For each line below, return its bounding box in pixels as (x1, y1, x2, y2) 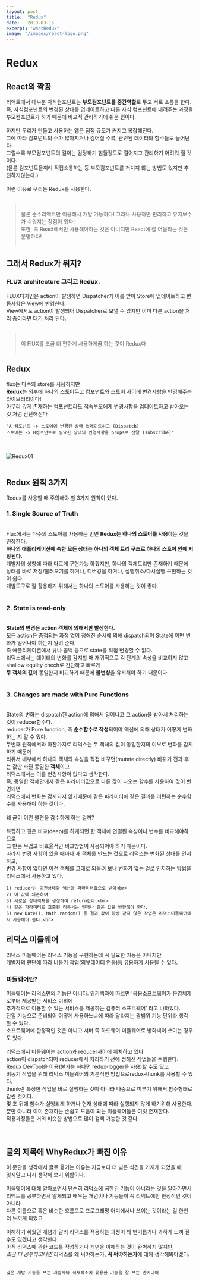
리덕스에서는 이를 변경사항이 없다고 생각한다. (6, 771, 110, 778)
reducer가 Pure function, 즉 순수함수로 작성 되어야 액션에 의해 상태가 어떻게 (6, 726, 182, 733)
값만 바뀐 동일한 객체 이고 (12, 763, 70, 770)
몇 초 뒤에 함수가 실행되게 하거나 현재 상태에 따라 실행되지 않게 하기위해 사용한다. (6, 1100, 193, 1107)
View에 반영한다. (26, 300, 67, 307)
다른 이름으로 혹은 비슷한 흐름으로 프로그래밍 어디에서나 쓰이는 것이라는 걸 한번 (6, 1207, 189, 1214)
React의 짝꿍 (6, 81, 52, 92)
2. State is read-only (6, 604, 67, 612)
